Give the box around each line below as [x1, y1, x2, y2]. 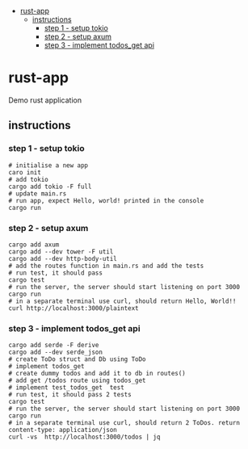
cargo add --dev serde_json [8, 348, 103, 357]
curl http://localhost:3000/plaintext [8, 304, 139, 313]
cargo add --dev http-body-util [8, 254, 117, 262]
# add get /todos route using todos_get [8, 376, 147, 385]
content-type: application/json [8, 426, 117, 434]
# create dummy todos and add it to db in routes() [8, 370, 186, 378]
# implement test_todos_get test [8, 384, 125, 392]
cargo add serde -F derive [8, 342, 99, 350]
